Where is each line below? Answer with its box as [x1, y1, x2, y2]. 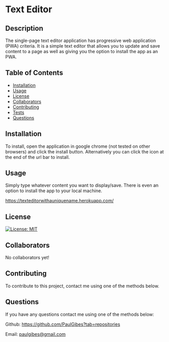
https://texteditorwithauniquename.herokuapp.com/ [5, 198, 114, 204]
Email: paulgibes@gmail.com [5, 331, 66, 337]
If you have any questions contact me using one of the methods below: [5, 311, 154, 317]
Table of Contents [5, 69, 64, 77]
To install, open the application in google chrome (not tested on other [5, 143, 151, 149]
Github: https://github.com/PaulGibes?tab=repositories [5, 321, 121, 327]
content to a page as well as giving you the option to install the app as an [5, 49, 158, 54]
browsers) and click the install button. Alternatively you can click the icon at [5, 148, 164, 154]
